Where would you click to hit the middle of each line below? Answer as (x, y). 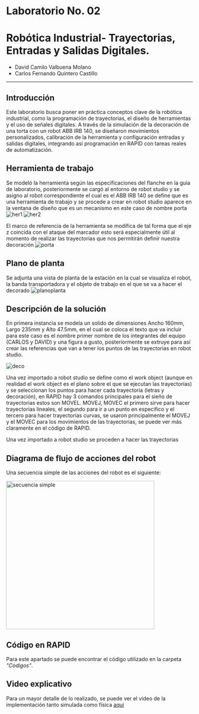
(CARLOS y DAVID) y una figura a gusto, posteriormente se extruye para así (98, 342)
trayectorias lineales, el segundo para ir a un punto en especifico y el (90, 409)
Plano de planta (36, 263)
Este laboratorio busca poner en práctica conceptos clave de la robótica (94, 112)
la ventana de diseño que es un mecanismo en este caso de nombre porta (97, 208)
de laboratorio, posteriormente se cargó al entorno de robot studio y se (93, 189)
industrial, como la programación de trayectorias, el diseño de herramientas (99, 118)
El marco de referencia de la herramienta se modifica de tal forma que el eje (99, 226)
